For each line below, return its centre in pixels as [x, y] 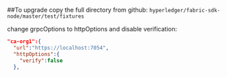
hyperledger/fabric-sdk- [185, 10]
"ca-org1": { [24, 42]
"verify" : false [41, 61]
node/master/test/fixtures [46, 16]
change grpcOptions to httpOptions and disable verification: [92, 29]
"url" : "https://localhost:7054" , [61, 48]
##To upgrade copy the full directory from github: [77, 10]
